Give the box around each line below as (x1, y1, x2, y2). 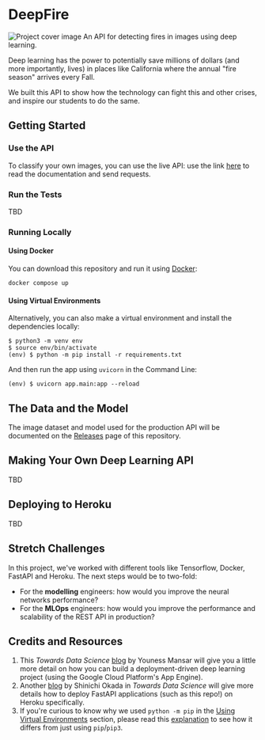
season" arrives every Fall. (8, 72, 95, 82)
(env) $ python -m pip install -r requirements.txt (8, 351, 182, 359)
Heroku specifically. (19, 698, 85, 708)
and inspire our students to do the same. (8, 96, 141, 105)
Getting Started (8, 119, 86, 132)
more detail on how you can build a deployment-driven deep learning (19, 664, 245, 674)
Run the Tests (8, 188, 62, 199)
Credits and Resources (8, 635, 123, 648)
